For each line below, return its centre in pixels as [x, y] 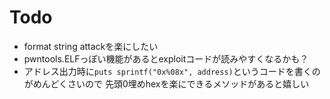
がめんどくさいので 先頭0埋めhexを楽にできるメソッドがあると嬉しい [166, 83]
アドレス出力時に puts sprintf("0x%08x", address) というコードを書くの [172, 71]
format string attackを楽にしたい [91, 46]
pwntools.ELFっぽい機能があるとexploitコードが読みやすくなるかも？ [166, 58]
